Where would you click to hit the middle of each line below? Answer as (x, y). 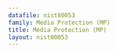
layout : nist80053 (38, 37)
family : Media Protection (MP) (59, 23)
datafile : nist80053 (42, 15)
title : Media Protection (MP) (58, 30)
